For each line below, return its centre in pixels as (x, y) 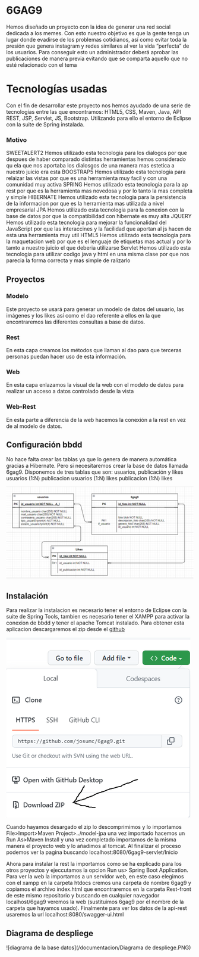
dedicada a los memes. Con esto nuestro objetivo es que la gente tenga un (98, 33)
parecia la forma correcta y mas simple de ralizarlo (68, 260)
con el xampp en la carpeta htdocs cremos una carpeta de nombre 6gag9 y (99, 883)
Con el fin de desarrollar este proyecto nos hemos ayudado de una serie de (99, 105)
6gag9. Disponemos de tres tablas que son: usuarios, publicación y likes (95, 472)
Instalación (27, 596)
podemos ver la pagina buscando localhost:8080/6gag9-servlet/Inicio (92, 852)
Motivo (17, 139)
